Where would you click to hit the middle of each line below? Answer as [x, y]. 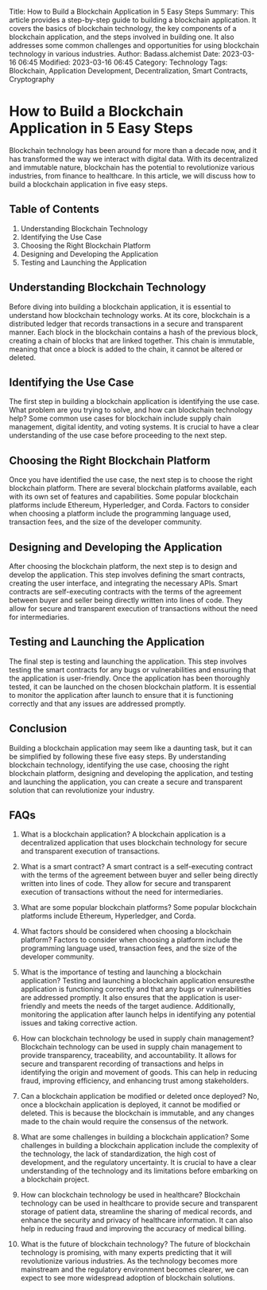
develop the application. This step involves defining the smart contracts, [127, 574]
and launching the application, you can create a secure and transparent [126, 782]
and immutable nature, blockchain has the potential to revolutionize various [132, 167]
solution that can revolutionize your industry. [82, 790]
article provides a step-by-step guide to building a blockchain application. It [133, 20]
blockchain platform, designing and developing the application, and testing [131, 773]
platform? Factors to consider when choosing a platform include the [132, 940]
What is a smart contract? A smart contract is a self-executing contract [137, 867]
